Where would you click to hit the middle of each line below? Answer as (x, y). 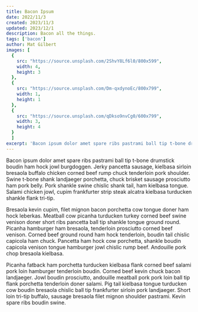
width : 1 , (29, 94)
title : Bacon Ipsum (30, 12)
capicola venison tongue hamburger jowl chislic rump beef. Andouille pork (96, 247)
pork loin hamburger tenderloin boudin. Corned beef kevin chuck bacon (93, 271)
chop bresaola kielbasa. (35, 253)
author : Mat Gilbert (32, 45)
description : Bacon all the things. (51, 34)
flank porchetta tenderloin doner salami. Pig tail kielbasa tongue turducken (97, 284)
